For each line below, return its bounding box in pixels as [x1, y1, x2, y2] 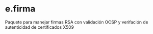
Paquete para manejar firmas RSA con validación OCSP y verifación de [5, 19, 149, 25]
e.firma [5, 3, 36, 14]
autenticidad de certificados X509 [5, 24, 74, 30]
